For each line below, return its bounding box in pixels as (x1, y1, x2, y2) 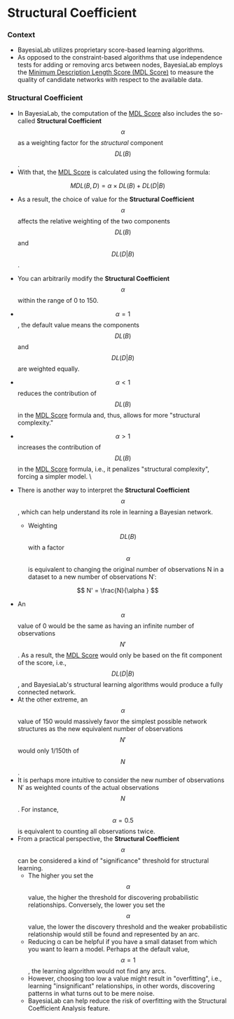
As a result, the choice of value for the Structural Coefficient (17, 195, 195, 203)
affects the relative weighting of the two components (17, 217, 170, 225)
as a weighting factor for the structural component (17, 138, 163, 146)
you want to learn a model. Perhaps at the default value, (27, 945, 190, 953)
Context (7, 30, 36, 40)
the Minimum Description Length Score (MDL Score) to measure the (17, 68, 214, 76)
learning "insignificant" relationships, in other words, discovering (27, 981, 215, 990)
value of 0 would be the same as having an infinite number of (17, 622, 195, 630)
